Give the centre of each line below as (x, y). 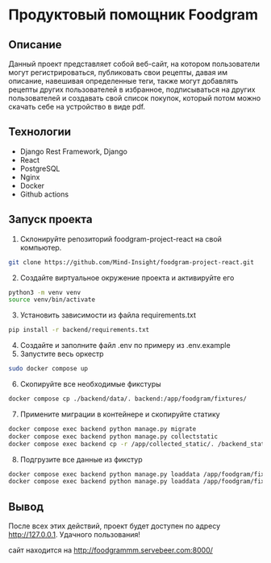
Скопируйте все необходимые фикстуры (90, 384)
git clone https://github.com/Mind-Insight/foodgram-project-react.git (131, 262)
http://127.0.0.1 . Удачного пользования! (75, 535)
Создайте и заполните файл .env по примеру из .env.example (125, 346)
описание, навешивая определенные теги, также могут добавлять (123, 81)
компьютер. (41, 247)
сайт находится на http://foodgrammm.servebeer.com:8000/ (111, 550)
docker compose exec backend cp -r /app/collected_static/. (112, 444)
